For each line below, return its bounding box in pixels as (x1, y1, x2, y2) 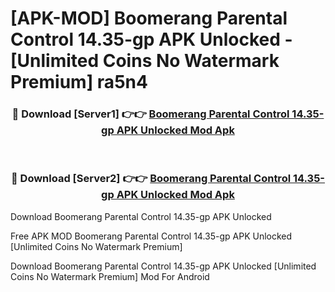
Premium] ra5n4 (10, 71, 148, 94)
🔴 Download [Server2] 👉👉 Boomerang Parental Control (10, 172, 292, 186)
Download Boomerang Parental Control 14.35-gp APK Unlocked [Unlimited (10, 260, 317, 272)
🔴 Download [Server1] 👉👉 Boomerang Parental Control (11, 107, 290, 121)
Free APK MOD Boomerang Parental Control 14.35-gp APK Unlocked (10, 230, 293, 242)
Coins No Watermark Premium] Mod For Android (10, 270, 210, 282)
